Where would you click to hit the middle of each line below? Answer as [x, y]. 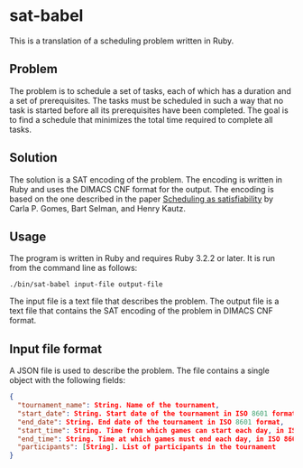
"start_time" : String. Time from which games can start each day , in [151, 430]
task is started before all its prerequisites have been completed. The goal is [149, 110]
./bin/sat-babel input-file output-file [87, 285]
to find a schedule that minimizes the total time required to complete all [141, 119]
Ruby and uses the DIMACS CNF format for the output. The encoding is [142, 189]
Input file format [55, 349]
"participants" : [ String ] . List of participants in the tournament [147, 447]
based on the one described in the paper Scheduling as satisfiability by [141, 199]
